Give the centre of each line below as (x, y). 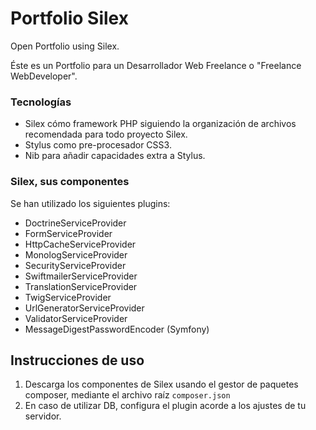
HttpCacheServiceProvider (80, 244)
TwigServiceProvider (68, 297)
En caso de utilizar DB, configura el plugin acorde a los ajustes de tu (165, 406)
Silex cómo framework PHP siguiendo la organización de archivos (160, 124)
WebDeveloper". (44, 76)
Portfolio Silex (69, 18)
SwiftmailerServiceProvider (81, 276)
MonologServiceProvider (76, 254)
